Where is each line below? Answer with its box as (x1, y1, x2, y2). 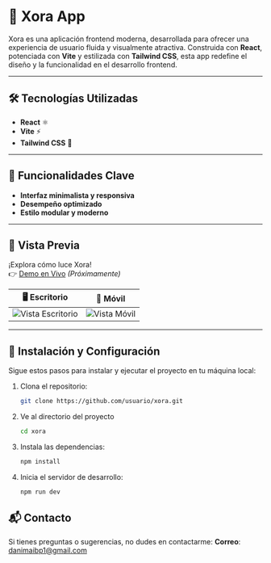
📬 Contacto (8, 511, 72, 525)
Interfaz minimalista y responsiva (19, 190, 135, 200)
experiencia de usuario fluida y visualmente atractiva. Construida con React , (8, 42, 263, 52)
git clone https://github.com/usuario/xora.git (19, 397, 183, 405)
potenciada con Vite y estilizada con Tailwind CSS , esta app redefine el (8, 51, 248, 61)
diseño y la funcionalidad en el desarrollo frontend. (8, 60, 177, 69)
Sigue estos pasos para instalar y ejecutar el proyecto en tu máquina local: (8, 366, 256, 376)
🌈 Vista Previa (8, 238, 81, 252)
